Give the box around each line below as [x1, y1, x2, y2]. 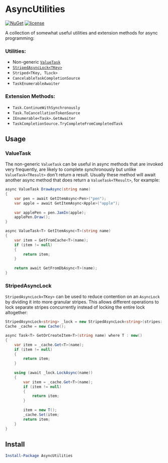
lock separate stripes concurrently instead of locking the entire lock [5, 304, 145, 310]
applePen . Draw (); [14, 214, 51, 220]
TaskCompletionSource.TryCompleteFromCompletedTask [12, 121, 123, 126]
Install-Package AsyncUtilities [5, 453, 73, 458]
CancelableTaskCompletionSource [12, 76, 80, 81]
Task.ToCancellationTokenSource [12, 110, 80, 116]
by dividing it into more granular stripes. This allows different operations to [5, 299, 159, 305]
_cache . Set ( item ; [23, 412, 59, 417]
